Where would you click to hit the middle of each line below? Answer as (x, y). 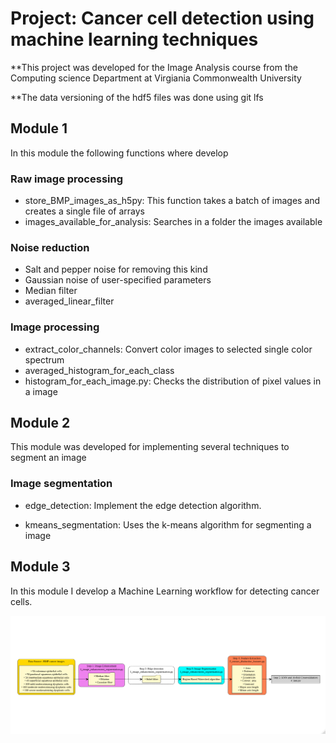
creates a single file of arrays (84, 211)
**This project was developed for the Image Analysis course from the (154, 67)
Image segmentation (61, 484)
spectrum (44, 359)
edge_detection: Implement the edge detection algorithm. (143, 505)
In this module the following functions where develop (119, 153)
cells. (21, 601)
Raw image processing (67, 179)
